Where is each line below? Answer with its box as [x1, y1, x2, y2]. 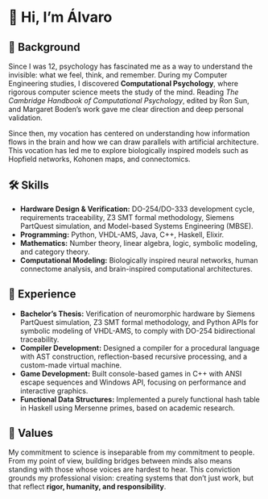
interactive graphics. [19, 385, 89, 395]
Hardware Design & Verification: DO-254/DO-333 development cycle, [19, 204, 255, 214]
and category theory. [19, 247, 90, 256]
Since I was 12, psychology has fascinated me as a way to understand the [8, 61, 254, 71]
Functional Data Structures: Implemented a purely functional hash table [19, 394, 260, 404]
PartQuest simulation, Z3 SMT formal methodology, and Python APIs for [19, 317, 259, 326]
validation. [8, 113, 43, 123]
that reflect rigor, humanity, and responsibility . [8, 482, 167, 492]
